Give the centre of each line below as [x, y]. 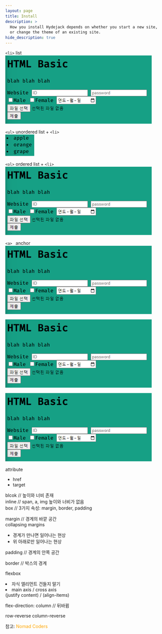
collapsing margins [25, 525]
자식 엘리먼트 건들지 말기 [36, 584]
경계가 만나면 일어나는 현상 [39, 535]
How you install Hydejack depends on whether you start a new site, [84, 27]
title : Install [21, 16]
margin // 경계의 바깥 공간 [31, 519]
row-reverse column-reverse [36, 616]
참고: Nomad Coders [27, 626]
